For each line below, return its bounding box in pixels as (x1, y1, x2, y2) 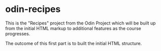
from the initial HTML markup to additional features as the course (5, 25, 141, 31)
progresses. (5, 30, 30, 36)
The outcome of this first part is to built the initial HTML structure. (5, 40, 142, 46)
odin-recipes (5, 3, 61, 15)
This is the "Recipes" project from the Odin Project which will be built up (5, 20, 156, 26)
